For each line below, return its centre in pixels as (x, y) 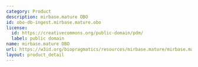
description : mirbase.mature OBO (47, 17)
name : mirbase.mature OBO (38, 44)
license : (17, 28)
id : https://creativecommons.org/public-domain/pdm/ (77, 33)
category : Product (29, 11)
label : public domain (38, 38)
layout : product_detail (35, 55)
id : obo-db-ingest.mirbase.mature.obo (54, 22)
